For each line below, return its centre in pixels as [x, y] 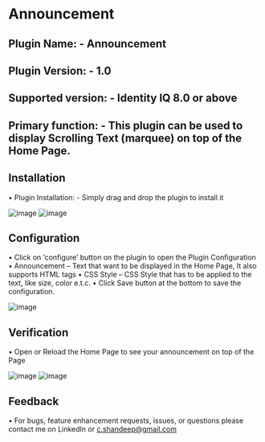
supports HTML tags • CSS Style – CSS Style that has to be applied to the [130, 275]
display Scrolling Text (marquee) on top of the [125, 138]
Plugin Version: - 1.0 [60, 70]
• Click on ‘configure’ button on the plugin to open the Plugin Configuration [132, 257]
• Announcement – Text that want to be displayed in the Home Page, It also [132, 266]
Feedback [34, 401]
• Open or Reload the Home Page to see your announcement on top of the [131, 352]
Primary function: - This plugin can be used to [126, 125]
